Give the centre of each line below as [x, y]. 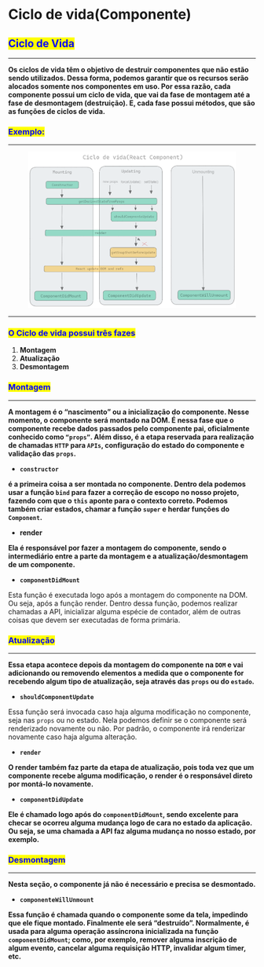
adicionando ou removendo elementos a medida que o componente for [126, 673]
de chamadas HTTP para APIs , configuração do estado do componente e [126, 445]
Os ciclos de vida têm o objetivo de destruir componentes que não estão [128, 70]
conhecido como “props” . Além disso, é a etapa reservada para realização [131, 437]
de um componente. [42, 564]
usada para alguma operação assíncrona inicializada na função [113, 932]
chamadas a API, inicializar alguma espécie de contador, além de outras [125, 611]
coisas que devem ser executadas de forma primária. [94, 620]
